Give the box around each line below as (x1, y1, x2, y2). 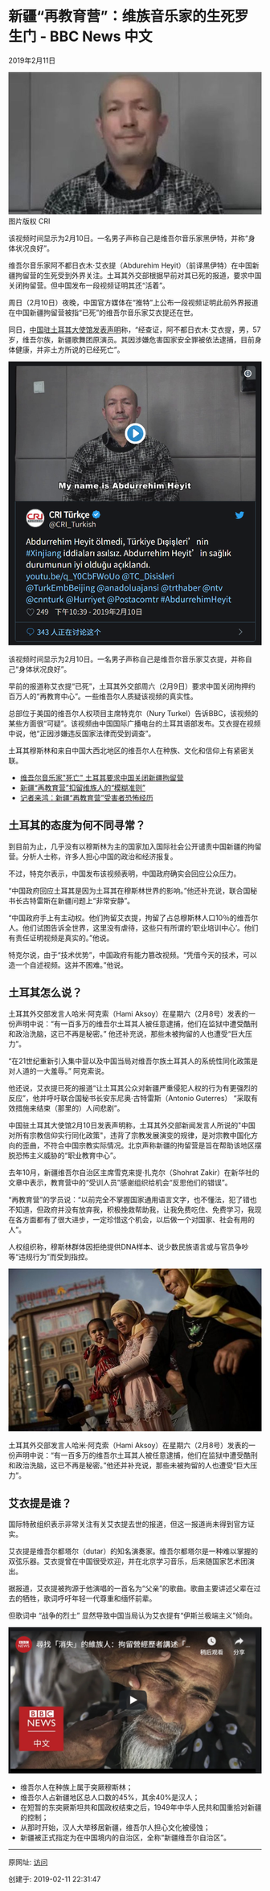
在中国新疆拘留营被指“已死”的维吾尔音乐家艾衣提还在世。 (8, 308, 198, 317)
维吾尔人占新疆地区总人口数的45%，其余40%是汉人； (19, 1793, 200, 1803)
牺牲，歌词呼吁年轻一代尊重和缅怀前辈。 (22, 1594, 157, 1603)
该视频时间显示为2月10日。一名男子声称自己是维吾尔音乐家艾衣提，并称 (8, 654, 246, 664)
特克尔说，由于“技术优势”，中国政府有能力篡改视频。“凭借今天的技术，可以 (8, 950, 257, 960)
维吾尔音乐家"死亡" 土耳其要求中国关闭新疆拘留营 (19, 772, 184, 782)
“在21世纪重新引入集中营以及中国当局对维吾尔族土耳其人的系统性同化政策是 (8, 1056, 259, 1066)
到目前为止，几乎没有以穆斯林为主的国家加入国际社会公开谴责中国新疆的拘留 (8, 841, 262, 851)
